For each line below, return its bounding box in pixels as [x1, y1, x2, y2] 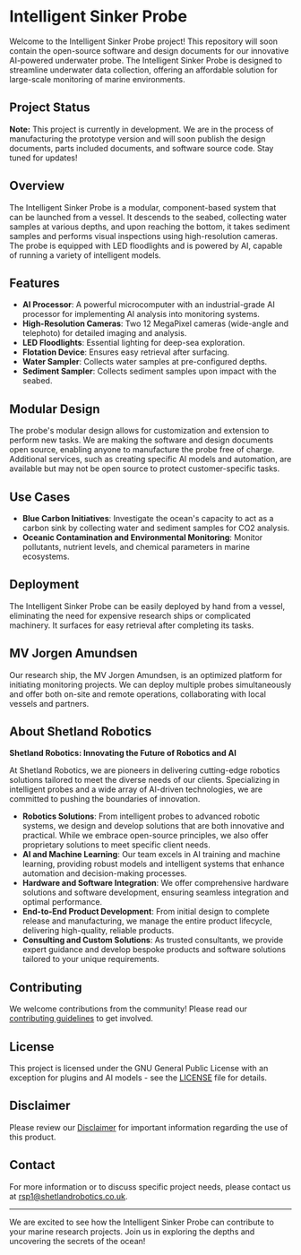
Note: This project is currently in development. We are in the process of [9, 124, 274, 134]
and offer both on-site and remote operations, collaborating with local [9, 688, 267, 700]
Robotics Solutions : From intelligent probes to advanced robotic [21, 811, 261, 821]
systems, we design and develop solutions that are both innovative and [21, 821, 285, 831]
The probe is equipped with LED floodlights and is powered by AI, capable [9, 240, 283, 251]
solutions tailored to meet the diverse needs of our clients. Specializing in [9, 775, 280, 786]
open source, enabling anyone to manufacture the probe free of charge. [9, 444, 275, 455]
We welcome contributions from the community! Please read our [9, 1003, 248, 1014]
